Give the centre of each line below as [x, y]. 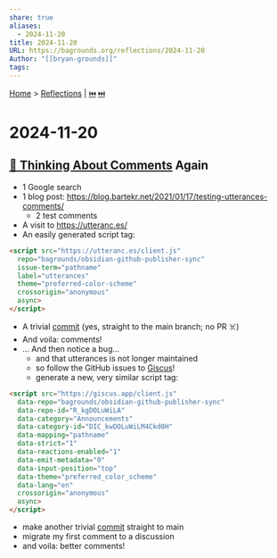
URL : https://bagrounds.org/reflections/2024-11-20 [107, 51]
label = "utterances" [53, 276]
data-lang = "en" [45, 485]
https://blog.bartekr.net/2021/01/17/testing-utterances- [167, 196]
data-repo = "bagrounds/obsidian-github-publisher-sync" [121, 402]
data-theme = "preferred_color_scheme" [87, 477]
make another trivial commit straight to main [103, 527]
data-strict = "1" [47, 444]
